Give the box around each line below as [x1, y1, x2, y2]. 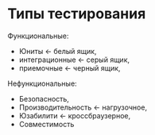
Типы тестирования [7, 5, 146, 23]
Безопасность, [18, 94, 69, 103]
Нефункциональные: [7, 79, 77, 88]
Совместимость [18, 119, 75, 129]
